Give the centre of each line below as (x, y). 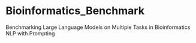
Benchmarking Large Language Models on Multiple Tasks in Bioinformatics (98, 27)
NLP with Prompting (30, 33)
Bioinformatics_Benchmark (75, 11)
